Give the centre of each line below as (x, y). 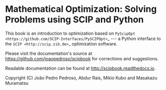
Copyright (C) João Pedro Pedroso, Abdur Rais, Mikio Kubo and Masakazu (81, 78)
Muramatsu (17, 83)
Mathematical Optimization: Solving (81, 9)
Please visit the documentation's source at (49, 53)
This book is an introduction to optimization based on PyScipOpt (70, 33)
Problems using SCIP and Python (75, 20)
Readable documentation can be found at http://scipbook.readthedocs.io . (80, 68)
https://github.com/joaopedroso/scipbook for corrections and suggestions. (82, 58)
